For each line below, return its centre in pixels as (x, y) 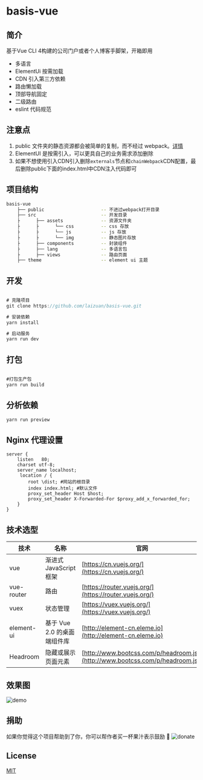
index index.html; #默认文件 (63, 489)
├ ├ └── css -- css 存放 (73, 227)
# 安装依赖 (18, 317)
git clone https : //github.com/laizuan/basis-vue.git (74, 306)
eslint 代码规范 (33, 109)
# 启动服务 (18, 334)
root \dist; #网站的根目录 (59, 482)
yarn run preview (28, 420)
